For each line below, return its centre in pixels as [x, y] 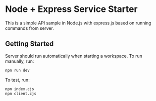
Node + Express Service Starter [71, 9]
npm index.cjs [20, 89]
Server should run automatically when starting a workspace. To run [74, 56]
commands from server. [29, 28]
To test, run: [17, 80]
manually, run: [20, 61]
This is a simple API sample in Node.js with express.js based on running [78, 23]
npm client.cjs [21, 94]
